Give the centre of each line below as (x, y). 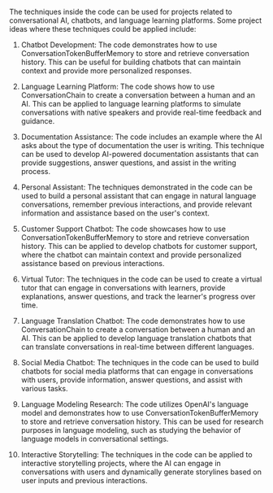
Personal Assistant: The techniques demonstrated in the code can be (136, 187)
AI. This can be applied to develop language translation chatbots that (136, 338)
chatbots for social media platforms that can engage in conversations (137, 371)
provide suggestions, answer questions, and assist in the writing (128, 163)
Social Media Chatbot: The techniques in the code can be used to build (140, 362)
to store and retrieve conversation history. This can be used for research (142, 421)
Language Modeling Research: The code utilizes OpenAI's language (134, 404)
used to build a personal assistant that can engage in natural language (139, 196)
